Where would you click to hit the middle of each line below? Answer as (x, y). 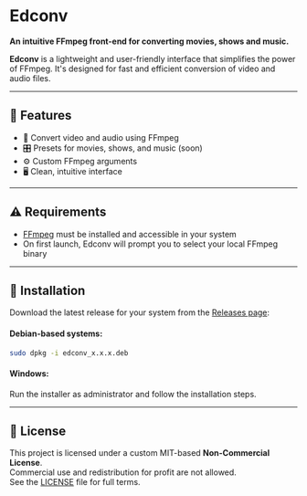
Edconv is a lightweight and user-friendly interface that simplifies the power (153, 58)
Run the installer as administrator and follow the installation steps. (133, 394)
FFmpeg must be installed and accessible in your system (130, 234)
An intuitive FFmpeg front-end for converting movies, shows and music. (149, 41)
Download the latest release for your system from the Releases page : (140, 312)
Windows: (29, 374)
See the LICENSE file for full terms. (75, 482)
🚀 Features (41, 116)
